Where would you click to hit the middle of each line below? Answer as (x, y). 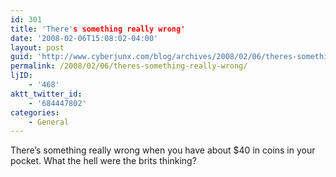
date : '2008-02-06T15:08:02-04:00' (84, 38)
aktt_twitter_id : (46, 94)
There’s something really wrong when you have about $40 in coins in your (163, 150)
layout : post (37, 47)
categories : (35, 112)
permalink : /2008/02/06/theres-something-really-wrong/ (129, 66)
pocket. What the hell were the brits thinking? (103, 161)
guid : (21, 57)
